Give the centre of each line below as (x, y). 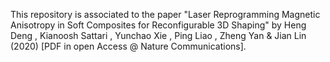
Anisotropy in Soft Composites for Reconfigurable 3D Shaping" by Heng (158, 25)
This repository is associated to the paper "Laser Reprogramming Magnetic (165, 14)
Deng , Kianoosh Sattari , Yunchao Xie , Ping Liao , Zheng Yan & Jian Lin (158, 35)
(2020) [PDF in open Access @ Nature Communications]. (128, 46)
